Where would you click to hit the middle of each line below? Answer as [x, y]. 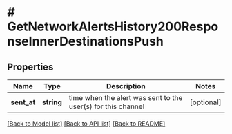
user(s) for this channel [107, 106]
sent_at [23, 102]
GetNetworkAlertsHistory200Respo [113, 27]
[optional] [205, 102]
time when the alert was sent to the [126, 98]
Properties [30, 67]
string [52, 102]
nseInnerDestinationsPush [85, 41]
